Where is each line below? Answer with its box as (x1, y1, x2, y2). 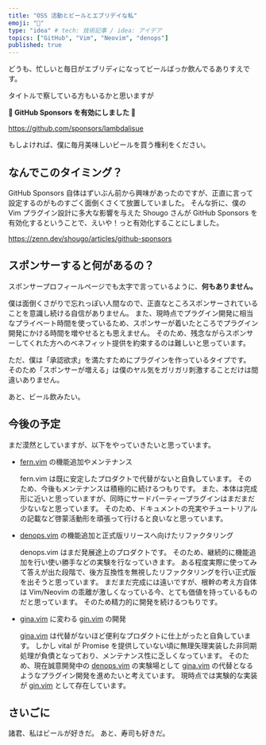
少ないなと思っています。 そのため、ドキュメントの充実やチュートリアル (19, 503, 258, 513)
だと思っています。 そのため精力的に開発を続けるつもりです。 (19, 597, 222, 607)
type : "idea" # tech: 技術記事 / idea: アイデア (8, 26, 163, 34)
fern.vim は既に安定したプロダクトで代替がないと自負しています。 (19, 474, 237, 483)
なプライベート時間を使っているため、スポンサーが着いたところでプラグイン (8, 318, 259, 328)
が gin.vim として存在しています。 (19, 681, 131, 690)
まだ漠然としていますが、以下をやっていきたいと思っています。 (8, 440, 216, 449)
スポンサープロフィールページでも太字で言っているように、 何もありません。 (8, 281, 258, 291)
